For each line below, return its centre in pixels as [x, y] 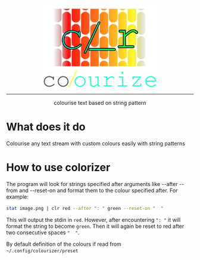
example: [17, 196]
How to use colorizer [58, 168]
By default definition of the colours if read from [64, 244]
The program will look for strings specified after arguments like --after [92, 184]
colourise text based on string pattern [100, 103]
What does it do [46, 127]
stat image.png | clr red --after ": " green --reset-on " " [85, 208]
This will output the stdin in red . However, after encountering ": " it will [93, 219]
